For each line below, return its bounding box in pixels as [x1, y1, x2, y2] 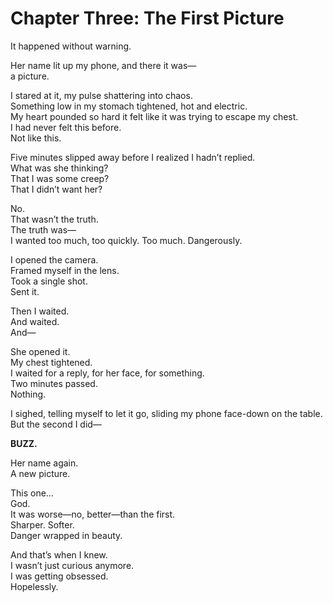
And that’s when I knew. [10, 548, 108, 561]
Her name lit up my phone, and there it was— [10, 59, 197, 71]
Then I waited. [10, 305, 70, 317]
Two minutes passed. [10, 377, 98, 389]
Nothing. [10, 388, 47, 400]
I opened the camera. [10, 253, 99, 266]
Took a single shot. [10, 275, 88, 287]
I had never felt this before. [10, 121, 122, 133]
